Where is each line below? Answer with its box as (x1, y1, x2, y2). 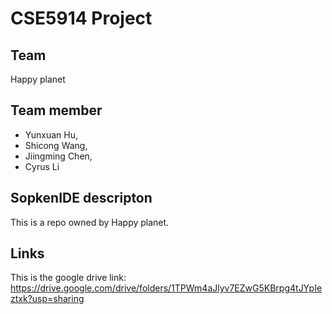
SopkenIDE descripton (10, 190, 153, 207)
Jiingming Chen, (24, 150, 93, 162)
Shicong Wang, (24, 139, 88, 151)
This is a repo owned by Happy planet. (10, 216, 170, 228)
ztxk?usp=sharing (10, 293, 85, 305)
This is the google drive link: (10, 272, 127, 284)
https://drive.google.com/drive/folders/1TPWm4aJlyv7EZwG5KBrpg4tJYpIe (10, 282, 323, 294)
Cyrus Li (24, 160, 60, 172)
